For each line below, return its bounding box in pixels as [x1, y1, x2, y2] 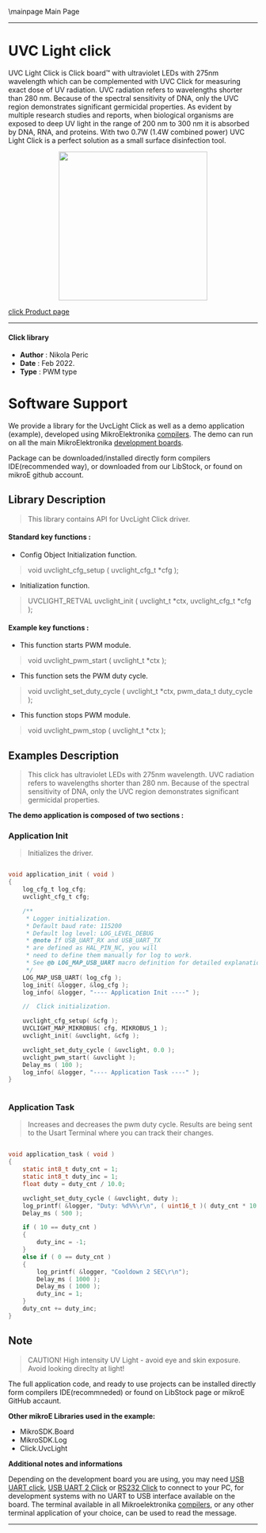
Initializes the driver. [27, 849, 93, 858]
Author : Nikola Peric [19, 350, 89, 360]
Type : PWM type [19, 367, 78, 376]
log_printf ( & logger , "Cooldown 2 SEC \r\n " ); [36, 1268, 190, 1276]
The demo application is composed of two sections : [8, 811, 184, 820]
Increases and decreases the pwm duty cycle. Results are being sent [27, 1119, 253, 1130]
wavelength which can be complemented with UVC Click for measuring [8, 76, 241, 86]
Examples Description [8, 749, 120, 762]
